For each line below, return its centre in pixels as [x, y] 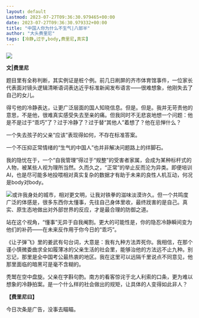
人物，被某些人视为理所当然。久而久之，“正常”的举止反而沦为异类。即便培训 [99, 167]
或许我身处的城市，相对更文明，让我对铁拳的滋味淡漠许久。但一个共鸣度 [100, 195]
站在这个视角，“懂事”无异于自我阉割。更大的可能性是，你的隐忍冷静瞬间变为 [99, 222]
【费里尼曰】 [22, 297]
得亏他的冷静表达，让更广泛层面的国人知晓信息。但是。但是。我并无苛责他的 [99, 108]
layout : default [26, 12]
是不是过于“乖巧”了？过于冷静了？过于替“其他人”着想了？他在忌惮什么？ [94, 122]
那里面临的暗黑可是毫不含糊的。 [45, 264]
